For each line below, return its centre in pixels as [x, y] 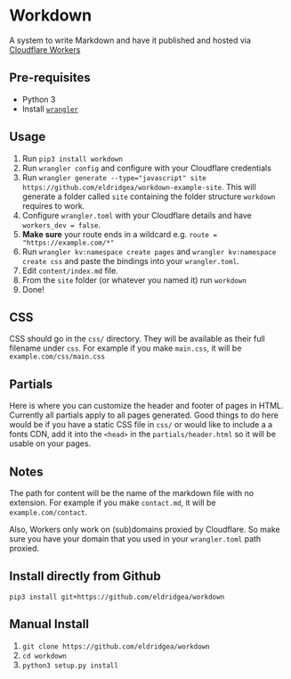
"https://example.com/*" [68, 243]
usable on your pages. [50, 443]
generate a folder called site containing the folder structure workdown [149, 196]
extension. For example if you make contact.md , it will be [113, 502]
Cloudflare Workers [45, 49]
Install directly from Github [85, 576]
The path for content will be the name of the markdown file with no [132, 493]
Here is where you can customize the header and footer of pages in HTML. [146, 406]
